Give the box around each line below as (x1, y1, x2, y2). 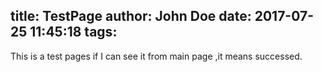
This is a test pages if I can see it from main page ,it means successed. (10, 50, 303, 62)
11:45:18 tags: (29, 24, 118, 41)
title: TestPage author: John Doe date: (10, 8, 252, 25)
